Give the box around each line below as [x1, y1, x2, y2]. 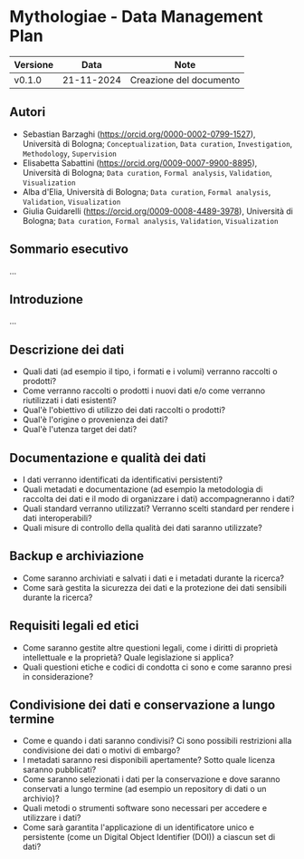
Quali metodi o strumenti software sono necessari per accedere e [22, 803, 268, 814]
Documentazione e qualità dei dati [9, 450, 206, 466]
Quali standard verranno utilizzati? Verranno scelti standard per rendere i [22, 503, 294, 514]
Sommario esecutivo [9, 242, 129, 257]
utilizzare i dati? [22, 813, 81, 824]
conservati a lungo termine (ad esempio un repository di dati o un [22, 784, 267, 795]
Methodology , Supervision [22, 148, 118, 159]
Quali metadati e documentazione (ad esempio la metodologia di [22, 484, 263, 495]
